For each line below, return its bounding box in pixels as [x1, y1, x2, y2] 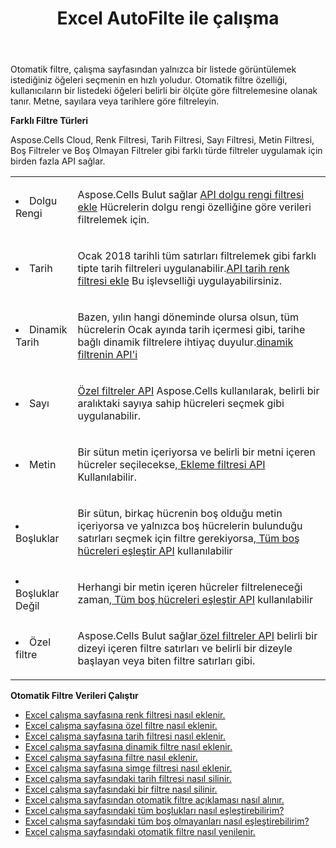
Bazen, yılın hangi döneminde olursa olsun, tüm [77, 310, 300, 324]
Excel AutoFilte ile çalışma [56, 7, 280, 30]
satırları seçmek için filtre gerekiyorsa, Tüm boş [77, 532, 300, 546]
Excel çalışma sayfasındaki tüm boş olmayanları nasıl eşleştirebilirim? [24, 815, 310, 827]
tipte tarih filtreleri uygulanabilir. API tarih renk [77, 262, 290, 276]
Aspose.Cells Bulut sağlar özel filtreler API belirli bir [77, 629, 318, 643]
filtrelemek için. [77, 213, 150, 227]
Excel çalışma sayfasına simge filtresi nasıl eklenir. [24, 762, 233, 774]
